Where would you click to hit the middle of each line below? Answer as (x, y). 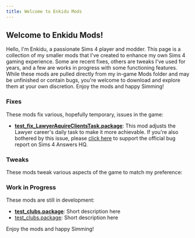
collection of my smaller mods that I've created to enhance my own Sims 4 (96, 56)
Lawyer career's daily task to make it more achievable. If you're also (96, 132)
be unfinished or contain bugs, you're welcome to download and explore (93, 80)
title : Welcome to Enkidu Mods (44, 11)
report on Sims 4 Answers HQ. (51, 144)
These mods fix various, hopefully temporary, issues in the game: (85, 114)
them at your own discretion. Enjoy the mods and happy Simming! (85, 87)
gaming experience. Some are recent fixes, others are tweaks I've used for (96, 61)
